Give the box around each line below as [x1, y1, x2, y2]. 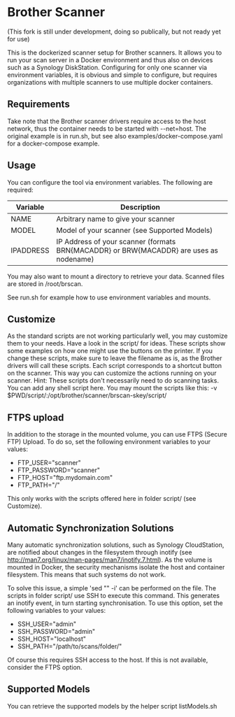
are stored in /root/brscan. [7, 279, 83, 287]
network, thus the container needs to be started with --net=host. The [7, 124, 206, 133]
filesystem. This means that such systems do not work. [7, 571, 166, 578]
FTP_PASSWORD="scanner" [17, 466, 100, 474]
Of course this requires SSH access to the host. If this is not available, [7, 655, 208, 664]
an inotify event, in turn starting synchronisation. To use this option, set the [7, 599, 223, 607]
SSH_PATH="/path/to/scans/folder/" [17, 642, 122, 651]
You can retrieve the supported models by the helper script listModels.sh [7, 702, 218, 710]
